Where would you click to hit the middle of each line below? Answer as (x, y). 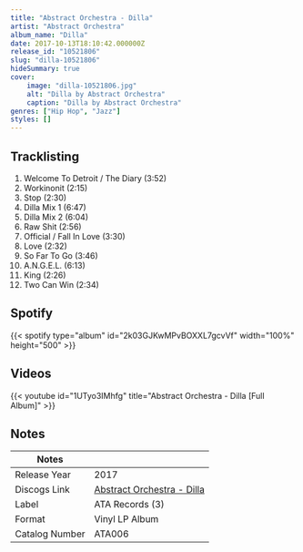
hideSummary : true (45, 69)
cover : (23, 77)
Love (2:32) (45, 246)
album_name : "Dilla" (50, 35)
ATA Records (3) (129, 505)
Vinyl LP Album (126, 519)
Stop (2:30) (45, 198)
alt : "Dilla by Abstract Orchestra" (96, 94)
